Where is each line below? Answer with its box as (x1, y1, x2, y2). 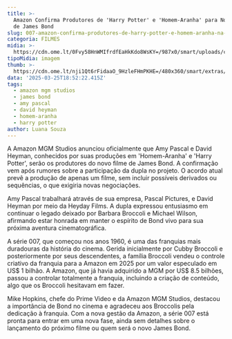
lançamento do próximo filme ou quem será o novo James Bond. (7, 324, 191, 332)
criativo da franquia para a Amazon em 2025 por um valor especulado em (7, 260, 217, 268)
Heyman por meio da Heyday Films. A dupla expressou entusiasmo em (7, 202, 209, 211)
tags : (7, 81, 23, 88)
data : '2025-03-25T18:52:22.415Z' (7, 74, 107, 81)
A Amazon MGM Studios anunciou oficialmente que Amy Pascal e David (7, 144, 212, 153)
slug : (7, 29, 23, 37)
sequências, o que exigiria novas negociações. (7, 181, 141, 190)
